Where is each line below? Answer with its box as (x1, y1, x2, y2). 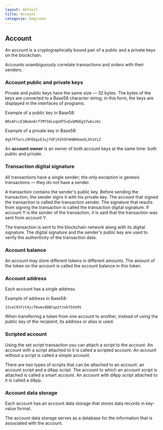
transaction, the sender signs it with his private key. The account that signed (5, 194, 158, 200)
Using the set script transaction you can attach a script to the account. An (5, 342, 153, 348)
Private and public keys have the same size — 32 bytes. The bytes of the (5, 90, 151, 96)
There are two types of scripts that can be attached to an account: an (5, 361, 145, 368)
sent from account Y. (5, 215, 47, 221)
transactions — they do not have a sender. (5, 179, 90, 185)
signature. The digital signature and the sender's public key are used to (5, 229, 148, 235)
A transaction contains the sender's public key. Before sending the (5, 188, 139, 195)
